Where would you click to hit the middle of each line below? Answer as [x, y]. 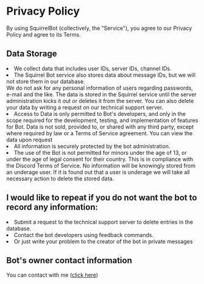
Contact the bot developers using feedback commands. [84, 235]
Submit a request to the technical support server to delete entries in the [104, 222]
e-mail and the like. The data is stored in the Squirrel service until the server [101, 94]
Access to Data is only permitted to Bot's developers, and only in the [100, 113]
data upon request [30, 140]
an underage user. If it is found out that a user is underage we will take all [98, 172]
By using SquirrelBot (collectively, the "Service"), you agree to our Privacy [99, 28]
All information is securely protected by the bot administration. [92, 146]
